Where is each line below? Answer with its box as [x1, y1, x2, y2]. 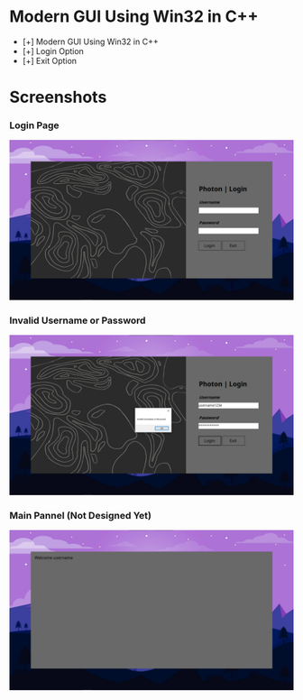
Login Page [9, 119, 60, 132]
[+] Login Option [22, 45, 84, 56]
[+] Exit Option [22, 55, 78, 66]
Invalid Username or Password [9, 314, 146, 327]
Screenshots [9, 87, 107, 107]
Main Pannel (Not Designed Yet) [9, 509, 151, 521]
